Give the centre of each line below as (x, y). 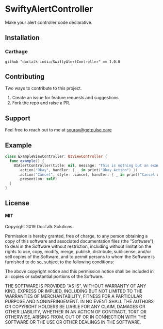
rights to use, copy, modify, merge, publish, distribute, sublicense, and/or (78, 251)
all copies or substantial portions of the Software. (54, 276)
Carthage (16, 52)
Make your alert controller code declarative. (49, 22)
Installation (22, 38)
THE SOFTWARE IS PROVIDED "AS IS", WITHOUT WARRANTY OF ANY (76, 286)
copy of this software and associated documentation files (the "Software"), (80, 241)
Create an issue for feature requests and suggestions (65, 98)
